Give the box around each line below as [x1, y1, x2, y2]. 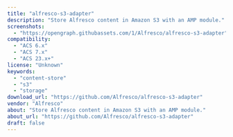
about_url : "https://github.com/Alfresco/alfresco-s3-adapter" [7, 113, 194, 120]
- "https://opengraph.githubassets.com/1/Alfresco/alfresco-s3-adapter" [13, 29, 228, 37]
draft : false [7, 119, 45, 127]
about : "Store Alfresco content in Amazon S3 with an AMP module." [7, 107, 207, 113]
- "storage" [13, 87, 49, 94]
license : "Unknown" [7, 62, 64, 68]
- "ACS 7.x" [13, 49, 49, 56]
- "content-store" [13, 74, 67, 82]
